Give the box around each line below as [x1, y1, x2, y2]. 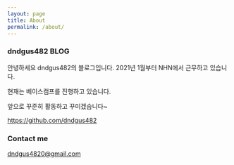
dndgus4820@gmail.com [7, 149, 81, 158]
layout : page [7, 10, 46, 18]
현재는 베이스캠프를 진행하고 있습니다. [7, 87, 111, 95]
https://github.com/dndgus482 [7, 116, 97, 124]
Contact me [7, 133, 49, 143]
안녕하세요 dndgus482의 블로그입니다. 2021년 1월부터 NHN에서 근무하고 [7, 63, 209, 72]
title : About [7, 17, 46, 24]
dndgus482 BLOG [7, 46, 70, 56]
